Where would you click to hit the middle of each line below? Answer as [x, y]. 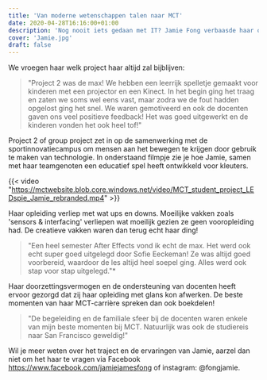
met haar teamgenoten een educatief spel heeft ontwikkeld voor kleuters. [128, 166]
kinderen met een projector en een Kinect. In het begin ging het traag [141, 91]
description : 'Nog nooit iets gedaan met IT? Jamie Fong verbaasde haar [131, 30]
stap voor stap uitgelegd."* [72, 271]
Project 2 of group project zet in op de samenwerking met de [108, 140]
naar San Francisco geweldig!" [78, 336]
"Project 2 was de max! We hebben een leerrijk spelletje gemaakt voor [143, 83]
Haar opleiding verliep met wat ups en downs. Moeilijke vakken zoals [121, 213]
